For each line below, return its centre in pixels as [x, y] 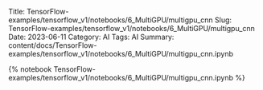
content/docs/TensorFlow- [53, 45]
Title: [17, 12]
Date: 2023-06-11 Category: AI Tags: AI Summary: [91, 37]
